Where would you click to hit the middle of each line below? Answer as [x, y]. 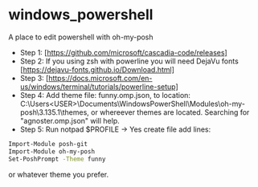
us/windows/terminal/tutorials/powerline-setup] [99, 87]
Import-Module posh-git [48, 144]
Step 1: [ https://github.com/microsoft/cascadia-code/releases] [123, 52]
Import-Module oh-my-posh [51, 151]
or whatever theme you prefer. [59, 174]
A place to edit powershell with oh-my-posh [81, 37]
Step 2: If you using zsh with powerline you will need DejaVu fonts [129, 61]
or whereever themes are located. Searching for [170, 112]
